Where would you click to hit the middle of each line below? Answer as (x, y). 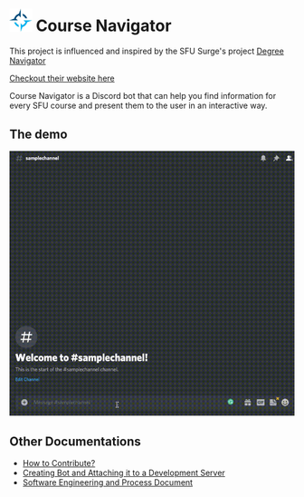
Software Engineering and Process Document (107, 482)
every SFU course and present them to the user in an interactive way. (138, 106)
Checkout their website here (62, 78)
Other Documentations (76, 441)
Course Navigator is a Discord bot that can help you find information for (143, 96)
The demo (38, 134)
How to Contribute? (59, 463)
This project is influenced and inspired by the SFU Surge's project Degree (147, 51)
